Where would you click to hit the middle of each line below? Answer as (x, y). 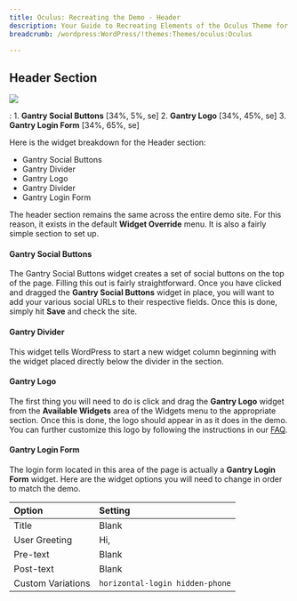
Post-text (34, 569)
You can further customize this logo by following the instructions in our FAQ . (148, 429)
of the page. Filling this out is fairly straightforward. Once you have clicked (145, 283)
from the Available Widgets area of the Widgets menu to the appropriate (143, 411)
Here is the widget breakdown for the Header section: (108, 142)
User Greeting (43, 540)
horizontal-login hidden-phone (165, 583)
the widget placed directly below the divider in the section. (116, 361)
